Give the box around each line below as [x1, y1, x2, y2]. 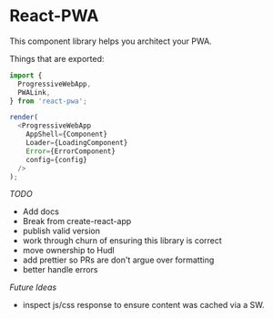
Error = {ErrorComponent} [25, 147, 116, 156]
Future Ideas [9, 282, 57, 293]
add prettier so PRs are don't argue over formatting [22, 254, 215, 265]
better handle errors [22, 264, 98, 275]
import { [9, 70, 43, 80]
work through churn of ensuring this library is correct [22, 235, 223, 246]
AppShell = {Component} [25, 129, 107, 139]
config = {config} [25, 155, 88, 164]
